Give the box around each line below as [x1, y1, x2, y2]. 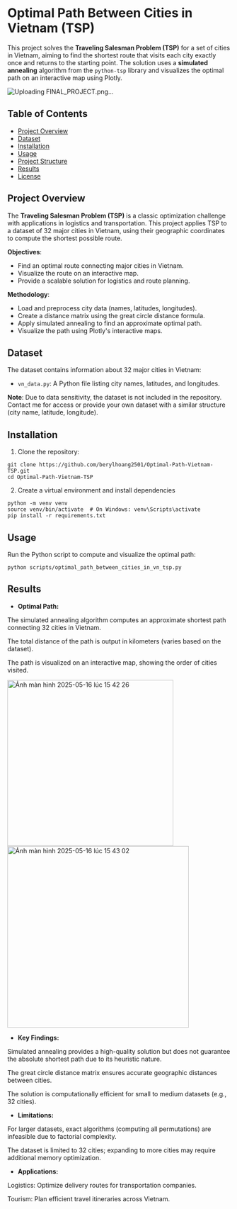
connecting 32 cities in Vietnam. [7, 623, 101, 631]
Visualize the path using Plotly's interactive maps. [17, 326, 163, 334]
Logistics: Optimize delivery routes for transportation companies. [7, 1181, 197, 1189]
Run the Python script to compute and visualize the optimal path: [7, 551, 196, 558]
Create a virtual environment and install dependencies [17, 486, 175, 495]
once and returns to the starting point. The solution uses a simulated [7, 58, 209, 67]
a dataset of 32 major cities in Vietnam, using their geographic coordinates [7, 226, 225, 235]
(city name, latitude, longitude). [7, 408, 98, 417]
